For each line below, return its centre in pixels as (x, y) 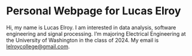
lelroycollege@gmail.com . (38, 46)
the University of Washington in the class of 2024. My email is (83, 40)
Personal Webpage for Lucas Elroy (94, 11)
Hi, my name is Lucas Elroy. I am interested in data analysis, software (91, 27)
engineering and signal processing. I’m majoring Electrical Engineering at (96, 33)
